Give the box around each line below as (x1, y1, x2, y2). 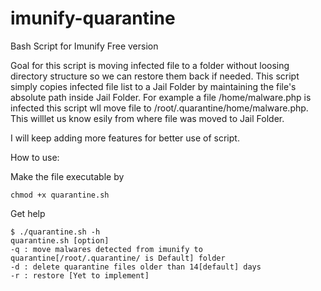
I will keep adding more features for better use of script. (10, 132, 240, 144)
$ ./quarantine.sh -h (10, 227, 101, 237)
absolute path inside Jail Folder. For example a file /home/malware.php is (10, 91, 312, 103)
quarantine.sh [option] (10, 235, 110, 246)
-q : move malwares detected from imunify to (10, 244, 203, 254)
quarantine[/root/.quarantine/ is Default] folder (10, 253, 226, 263)
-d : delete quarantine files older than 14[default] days (10, 262, 262, 272)
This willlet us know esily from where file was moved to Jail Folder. (10, 112, 285, 124)
